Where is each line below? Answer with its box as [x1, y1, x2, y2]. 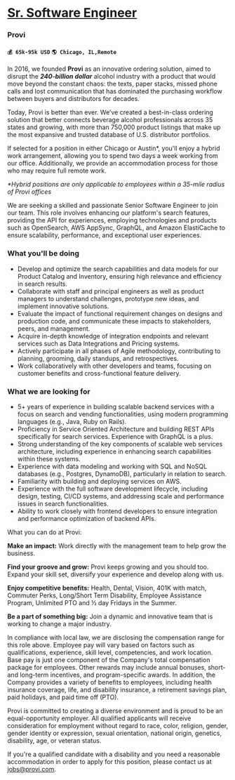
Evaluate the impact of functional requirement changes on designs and [17, 309, 223, 317]
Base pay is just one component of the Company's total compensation [7, 655, 210, 664]
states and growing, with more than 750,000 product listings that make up [7, 123, 221, 131]
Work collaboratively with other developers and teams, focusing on [17, 362, 212, 370]
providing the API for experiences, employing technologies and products [7, 216, 217, 225]
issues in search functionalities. [17, 499, 109, 508]
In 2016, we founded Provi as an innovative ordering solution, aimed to [7, 65, 211, 73]
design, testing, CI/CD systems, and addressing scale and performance [17, 491, 224, 500]
